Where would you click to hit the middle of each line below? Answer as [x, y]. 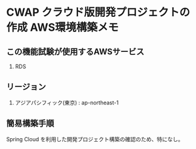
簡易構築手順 [30, 123]
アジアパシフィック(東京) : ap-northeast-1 [67, 103]
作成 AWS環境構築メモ [63, 27]
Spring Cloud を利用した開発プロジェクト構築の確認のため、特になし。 [95, 139]
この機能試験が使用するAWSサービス [75, 52]
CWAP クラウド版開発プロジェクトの [98, 12]
